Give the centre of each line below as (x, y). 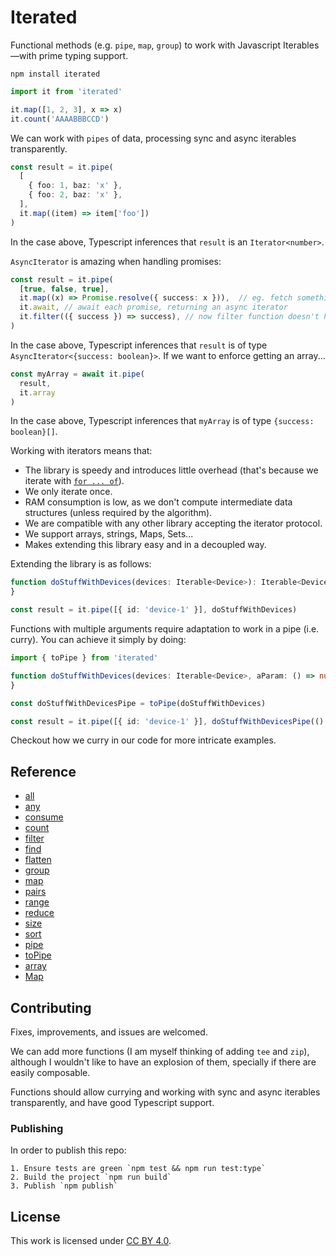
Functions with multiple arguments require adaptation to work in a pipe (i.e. (165, 629)
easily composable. (50, 1073)
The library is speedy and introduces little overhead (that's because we (171, 470)
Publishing (37, 1128)
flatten (38, 860)
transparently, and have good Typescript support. (112, 1103)
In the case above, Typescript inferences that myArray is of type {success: (162, 421)
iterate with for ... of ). (74, 481)
